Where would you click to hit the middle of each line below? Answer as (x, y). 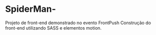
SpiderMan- (31, 9)
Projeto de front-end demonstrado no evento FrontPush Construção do (78, 23)
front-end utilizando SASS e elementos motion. (53, 28)
